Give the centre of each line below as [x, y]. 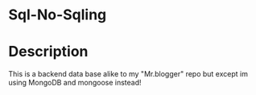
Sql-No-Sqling [58, 15]
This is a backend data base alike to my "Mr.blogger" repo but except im [128, 74]
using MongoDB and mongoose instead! [75, 83]
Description [48, 52]
